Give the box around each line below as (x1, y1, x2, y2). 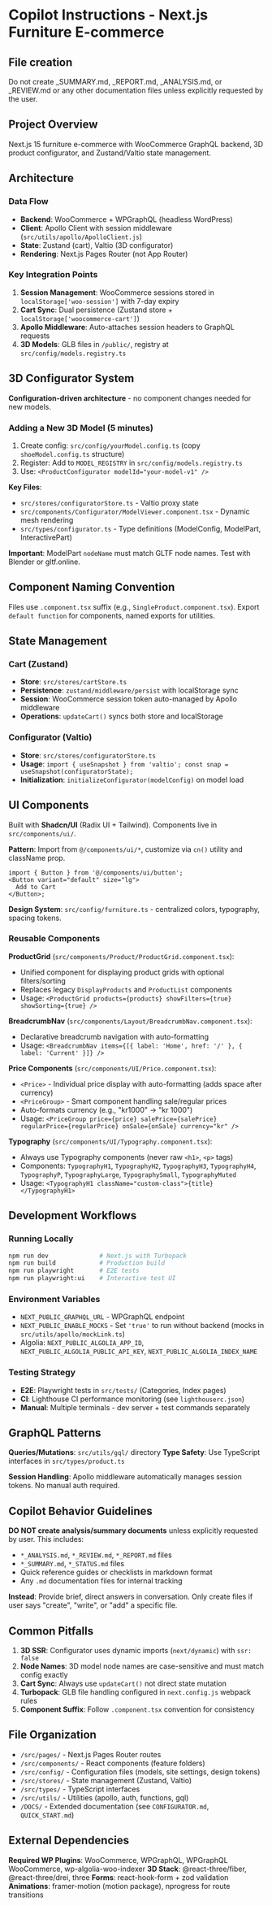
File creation (8, 55, 73, 69)
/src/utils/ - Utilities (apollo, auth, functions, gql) (19, 1792, 189, 1802)
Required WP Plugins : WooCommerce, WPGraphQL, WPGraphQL (8, 1855, 229, 1865)
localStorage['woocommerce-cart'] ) (19, 313, 140, 323)
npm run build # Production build (8, 1259, 165, 1267)
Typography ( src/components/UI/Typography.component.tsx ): (8, 1136, 213, 1146)
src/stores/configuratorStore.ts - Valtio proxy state (19, 497, 199, 507)
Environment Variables (8, 1293, 101, 1305)
